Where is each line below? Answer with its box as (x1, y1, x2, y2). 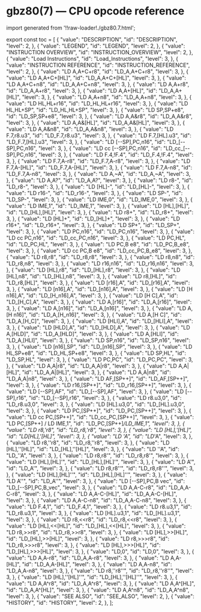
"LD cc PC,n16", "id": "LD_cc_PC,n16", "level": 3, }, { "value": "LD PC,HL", (6, 234, 186, 242)
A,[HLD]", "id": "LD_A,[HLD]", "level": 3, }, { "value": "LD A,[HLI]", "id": (6, 330, 179, 337)
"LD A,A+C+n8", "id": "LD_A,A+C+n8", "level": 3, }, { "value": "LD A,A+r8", (6, 80, 190, 88)
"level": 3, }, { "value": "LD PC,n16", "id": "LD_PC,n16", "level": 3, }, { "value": (6, 228, 195, 235)
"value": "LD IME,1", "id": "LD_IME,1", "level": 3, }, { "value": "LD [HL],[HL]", (6, 202, 190, 209)
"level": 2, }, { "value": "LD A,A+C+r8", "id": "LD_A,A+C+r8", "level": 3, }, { (6, 67, 189, 75)
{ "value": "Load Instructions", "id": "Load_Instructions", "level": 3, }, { (6, 55, 179, 62)
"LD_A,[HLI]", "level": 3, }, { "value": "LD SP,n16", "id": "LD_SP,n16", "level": (6, 336, 191, 344)
